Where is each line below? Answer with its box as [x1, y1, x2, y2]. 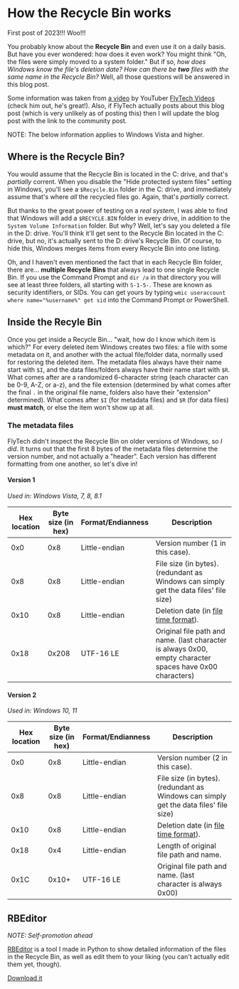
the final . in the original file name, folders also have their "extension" [7, 387, 211, 396]
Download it [7, 974, 43, 983]
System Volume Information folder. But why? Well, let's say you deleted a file [7, 221, 231, 230]
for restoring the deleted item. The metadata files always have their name [7, 358, 223, 366]
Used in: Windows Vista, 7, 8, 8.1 [7, 492, 102, 501]
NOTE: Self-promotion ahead [7, 931, 93, 940]
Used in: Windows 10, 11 [7, 706, 78, 715]
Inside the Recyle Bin [7, 316, 102, 328]
